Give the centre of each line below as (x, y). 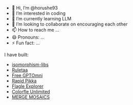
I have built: (16, 55)
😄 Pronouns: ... (28, 37)
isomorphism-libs (30, 64)
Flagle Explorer (28, 86)
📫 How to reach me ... (35, 30)
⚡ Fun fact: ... (26, 43)
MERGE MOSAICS (31, 97)
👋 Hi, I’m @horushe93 (35, 8)
